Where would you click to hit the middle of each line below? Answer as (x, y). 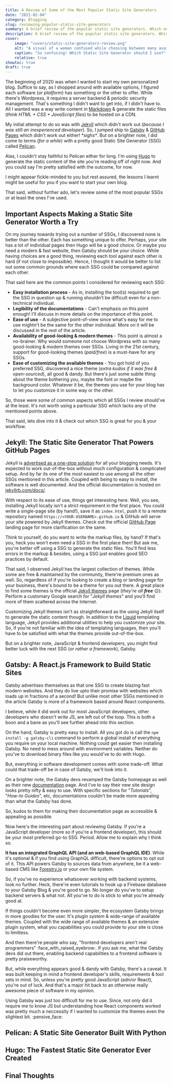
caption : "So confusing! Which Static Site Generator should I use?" (90, 53)
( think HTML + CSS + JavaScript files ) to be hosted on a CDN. (71, 115)
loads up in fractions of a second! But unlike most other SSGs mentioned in (84, 696)
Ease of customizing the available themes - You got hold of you (81, 363)
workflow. (16, 426)
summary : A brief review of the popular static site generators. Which (83, 29)
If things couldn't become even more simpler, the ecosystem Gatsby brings (84, 911)
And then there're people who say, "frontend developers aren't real (76, 942)
